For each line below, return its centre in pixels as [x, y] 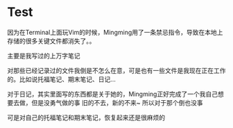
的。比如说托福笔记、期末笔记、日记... [62, 79]
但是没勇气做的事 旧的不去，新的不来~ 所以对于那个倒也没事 [117, 102]
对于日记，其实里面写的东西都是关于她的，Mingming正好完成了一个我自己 [113, 94]
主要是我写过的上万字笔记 [44, 56]
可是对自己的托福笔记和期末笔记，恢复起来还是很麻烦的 [86, 117]
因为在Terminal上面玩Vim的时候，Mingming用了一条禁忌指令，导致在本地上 [115, 32]
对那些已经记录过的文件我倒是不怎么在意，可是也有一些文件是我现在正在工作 [116, 70]
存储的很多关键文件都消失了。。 [51, 41]
